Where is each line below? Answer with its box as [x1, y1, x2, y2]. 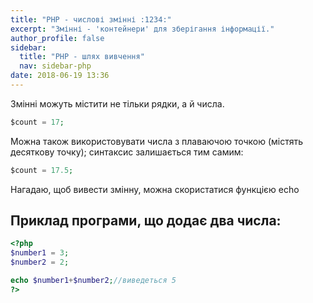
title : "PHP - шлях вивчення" [19, 52, 145, 62]
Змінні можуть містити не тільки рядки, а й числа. [10, 97, 225, 110]
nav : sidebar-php [19, 61, 92, 71]
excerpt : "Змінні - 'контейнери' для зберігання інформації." [10, 24, 275, 34]
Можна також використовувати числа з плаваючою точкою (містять [10, 135, 304, 147]
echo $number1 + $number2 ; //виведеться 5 [10, 276, 177, 286]
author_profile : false [10, 33, 105, 43]
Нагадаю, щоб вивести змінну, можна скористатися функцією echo [10, 183, 300, 195]
